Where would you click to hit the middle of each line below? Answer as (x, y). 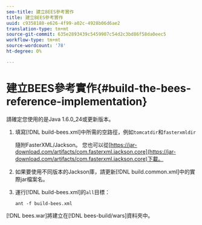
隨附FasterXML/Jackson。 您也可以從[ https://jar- (76, 145)
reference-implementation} (77, 101)
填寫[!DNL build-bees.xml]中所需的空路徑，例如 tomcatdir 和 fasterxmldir (106, 132)
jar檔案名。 (34, 179)
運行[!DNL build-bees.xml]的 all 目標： (63, 192)
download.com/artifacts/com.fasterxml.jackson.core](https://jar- (96, 151)
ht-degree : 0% (24, 51)
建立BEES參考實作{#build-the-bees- (99, 88)
